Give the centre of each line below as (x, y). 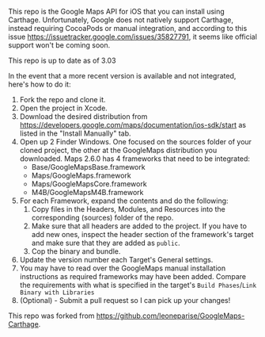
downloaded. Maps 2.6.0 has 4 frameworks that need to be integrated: (135, 159)
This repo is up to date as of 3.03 (62, 60)
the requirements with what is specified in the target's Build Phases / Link (138, 285)
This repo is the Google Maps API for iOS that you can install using (117, 11)
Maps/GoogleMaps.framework (81, 175)
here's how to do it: (40, 84)
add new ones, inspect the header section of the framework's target (143, 234)
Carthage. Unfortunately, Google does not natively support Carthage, (121, 20)
